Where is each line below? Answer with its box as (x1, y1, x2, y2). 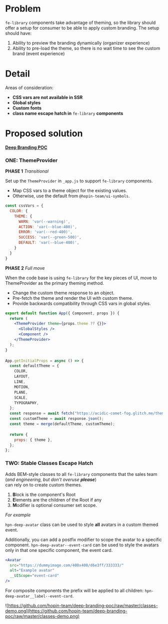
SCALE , (14, 395, 28, 400)
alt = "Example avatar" (9, 568, 55, 573)
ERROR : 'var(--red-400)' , (18, 230, 72, 235)
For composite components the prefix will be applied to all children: (5, 587, 144, 593)
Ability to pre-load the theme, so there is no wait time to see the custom (12, 45, 160, 51)
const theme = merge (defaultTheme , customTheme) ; (9, 421, 115, 427)
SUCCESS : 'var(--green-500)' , (18, 235, 81, 240)
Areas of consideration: (5, 85, 53, 91)
